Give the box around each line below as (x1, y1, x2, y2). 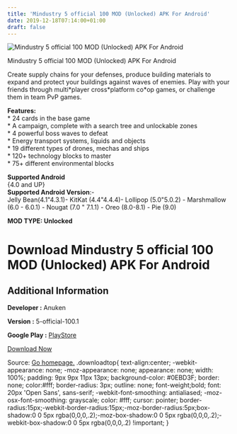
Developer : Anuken (7, 304, 66, 312)
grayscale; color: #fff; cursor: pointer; (69, 396, 178, 404)
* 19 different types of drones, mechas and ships (7, 144, 150, 153)
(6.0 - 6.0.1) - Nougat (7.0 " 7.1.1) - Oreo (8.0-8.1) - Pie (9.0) (7, 203, 177, 212)
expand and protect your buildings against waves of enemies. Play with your (7, 78, 230, 86)
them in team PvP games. (7, 93, 82, 101)
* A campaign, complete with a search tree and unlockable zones (7, 122, 198, 130)
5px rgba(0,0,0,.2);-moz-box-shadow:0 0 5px (43, 411, 176, 420)
